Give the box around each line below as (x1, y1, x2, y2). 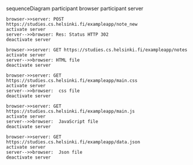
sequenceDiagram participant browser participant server (6, 5, 144, 12)
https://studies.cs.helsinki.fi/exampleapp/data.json (6, 139, 141, 145)
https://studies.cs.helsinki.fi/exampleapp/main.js (6, 108, 135, 114)
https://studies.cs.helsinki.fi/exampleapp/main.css (6, 78, 138, 84)
